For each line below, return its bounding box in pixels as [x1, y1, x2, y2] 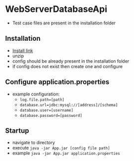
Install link [12, 47, 33, 53]
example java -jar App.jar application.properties [12, 150, 120, 156]
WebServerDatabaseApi [5, 3, 108, 15]
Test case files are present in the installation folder [12, 20, 116, 26]
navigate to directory [12, 140, 56, 146]
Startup [5, 126, 29, 135]
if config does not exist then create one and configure [12, 63, 123, 69]
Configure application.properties [5, 78, 110, 86]
